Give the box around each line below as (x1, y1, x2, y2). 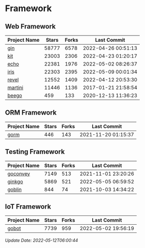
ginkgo (7, 178, 23, 185)
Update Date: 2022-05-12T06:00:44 (5, 237, 79, 243)
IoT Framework (5, 202, 51, 211)
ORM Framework (5, 109, 57, 117)
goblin (7, 186, 22, 193)
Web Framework (5, 22, 56, 31)
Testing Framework (5, 148, 65, 156)
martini (7, 84, 23, 91)
